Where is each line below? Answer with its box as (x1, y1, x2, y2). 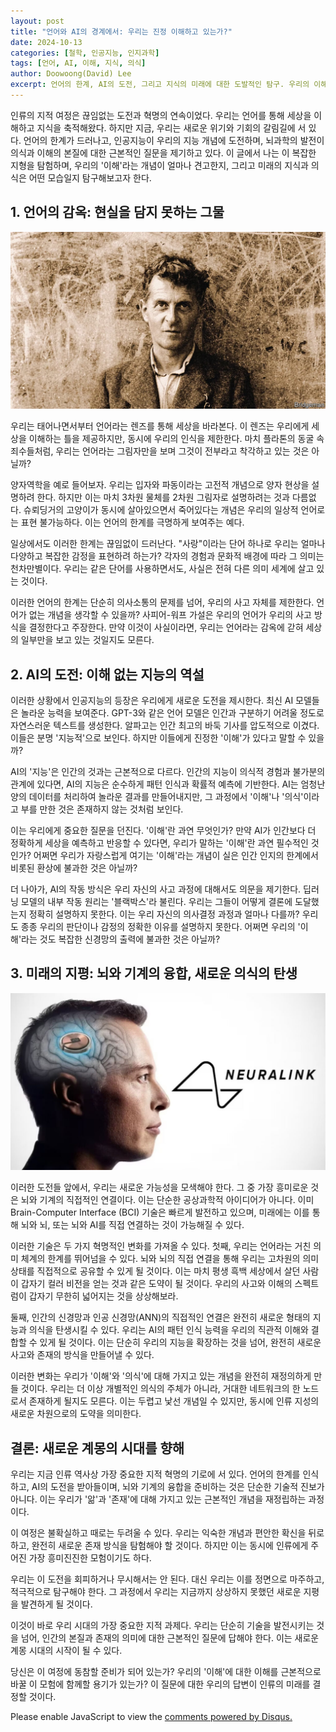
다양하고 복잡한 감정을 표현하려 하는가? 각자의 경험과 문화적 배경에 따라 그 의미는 (10, 550, 325, 562)
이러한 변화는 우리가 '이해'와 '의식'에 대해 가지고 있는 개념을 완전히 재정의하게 (10, 1370, 312, 1382)
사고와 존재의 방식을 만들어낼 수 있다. (10, 1349, 155, 1361)
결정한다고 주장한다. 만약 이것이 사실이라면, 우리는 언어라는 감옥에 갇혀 (28, 621, 304, 634)
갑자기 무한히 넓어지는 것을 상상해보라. (28, 1290, 179, 1302)
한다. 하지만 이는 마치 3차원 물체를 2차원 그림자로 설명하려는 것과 (36, 491, 290, 504)
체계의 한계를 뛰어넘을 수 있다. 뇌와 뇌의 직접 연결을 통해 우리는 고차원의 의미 (20, 1253, 320, 1265)
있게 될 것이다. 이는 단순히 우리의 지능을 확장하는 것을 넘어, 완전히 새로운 (39, 1336, 322, 1349)
